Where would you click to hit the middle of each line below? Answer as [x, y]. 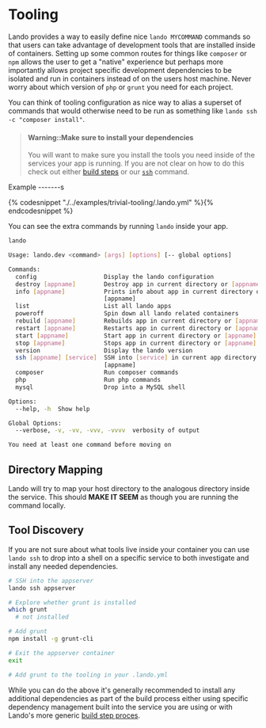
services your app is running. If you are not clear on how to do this [136, 163]
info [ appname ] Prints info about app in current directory [134, 292]
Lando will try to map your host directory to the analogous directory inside [129, 488]
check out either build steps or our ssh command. [108, 172]
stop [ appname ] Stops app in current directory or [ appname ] [136, 343]
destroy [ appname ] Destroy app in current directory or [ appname [138, 284]
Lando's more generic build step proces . [74, 715]
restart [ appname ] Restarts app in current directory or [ [127, 328]
